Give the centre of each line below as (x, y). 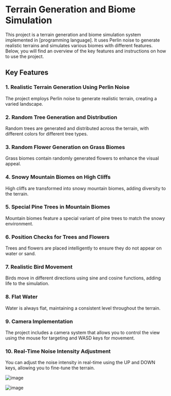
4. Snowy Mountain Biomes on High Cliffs (58, 177)
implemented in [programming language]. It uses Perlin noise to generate (83, 40)
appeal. (13, 164)
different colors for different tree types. (47, 134)
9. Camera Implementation (39, 321)
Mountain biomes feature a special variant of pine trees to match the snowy (85, 218)
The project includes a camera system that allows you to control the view (83, 333)
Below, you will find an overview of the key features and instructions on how (86, 51)
